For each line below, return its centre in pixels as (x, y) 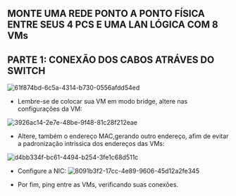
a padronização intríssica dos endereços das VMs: (91, 144)
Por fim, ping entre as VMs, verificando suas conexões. (98, 185)
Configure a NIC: (42, 171)
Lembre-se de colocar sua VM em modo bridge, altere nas (103, 102)
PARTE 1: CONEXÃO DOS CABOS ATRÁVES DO (111, 60)
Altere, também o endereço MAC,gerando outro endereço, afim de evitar (123, 136)
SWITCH (26, 71)
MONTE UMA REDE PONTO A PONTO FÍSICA (106, 14)
